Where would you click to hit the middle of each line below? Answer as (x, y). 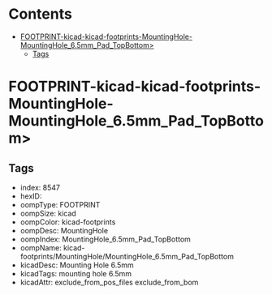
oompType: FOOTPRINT (60, 204)
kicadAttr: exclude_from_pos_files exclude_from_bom (109, 282)
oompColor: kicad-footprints (68, 222)
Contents (41, 14)
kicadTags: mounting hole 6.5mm (76, 273)
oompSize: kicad (48, 213)
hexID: (31, 196)
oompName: (41, 247)
